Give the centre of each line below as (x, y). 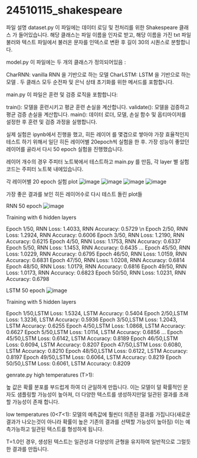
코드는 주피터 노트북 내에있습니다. (45, 169)
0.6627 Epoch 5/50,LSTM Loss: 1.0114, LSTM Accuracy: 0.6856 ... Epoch (94, 332)
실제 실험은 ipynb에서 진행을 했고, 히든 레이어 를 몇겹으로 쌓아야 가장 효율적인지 (98, 134)
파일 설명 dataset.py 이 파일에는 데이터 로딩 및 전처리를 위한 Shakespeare (92, 27)
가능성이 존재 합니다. (36, 401)
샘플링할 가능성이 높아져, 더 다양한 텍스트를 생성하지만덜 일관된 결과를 (97, 394)
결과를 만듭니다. (30, 449)
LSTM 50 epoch (26, 290)
